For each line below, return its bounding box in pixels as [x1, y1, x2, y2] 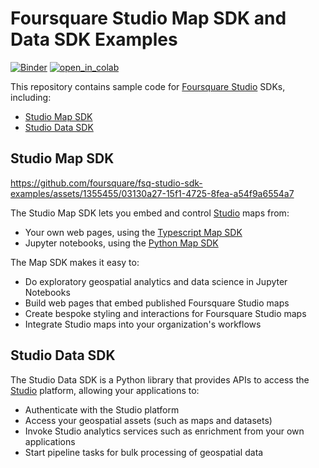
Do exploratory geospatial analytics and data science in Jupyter [24, 275, 288, 287]
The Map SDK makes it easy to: [10, 256, 140, 268]
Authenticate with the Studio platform [24, 403, 180, 416]
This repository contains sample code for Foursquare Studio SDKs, [10, 80, 286, 92]
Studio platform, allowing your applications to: [10, 384, 200, 396]
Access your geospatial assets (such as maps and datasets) [24, 414, 273, 426]
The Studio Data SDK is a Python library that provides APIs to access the [10, 373, 310, 386]
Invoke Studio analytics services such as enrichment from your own [24, 425, 305, 437]
